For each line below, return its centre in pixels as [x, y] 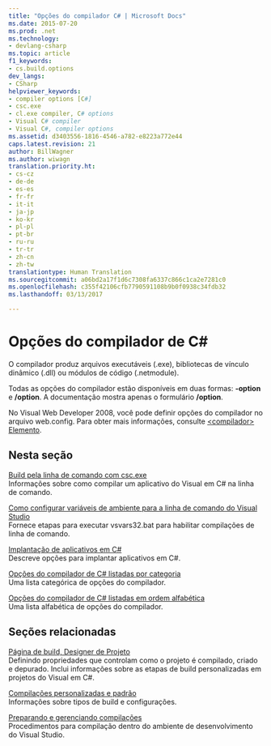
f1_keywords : [30, 62]
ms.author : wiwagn [39, 159]
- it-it [21, 204]
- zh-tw [21, 264]
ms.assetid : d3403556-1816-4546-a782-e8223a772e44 [95, 136]
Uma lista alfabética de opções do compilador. [86, 606]
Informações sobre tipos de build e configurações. [93, 701]
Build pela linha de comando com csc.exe [78, 475]
